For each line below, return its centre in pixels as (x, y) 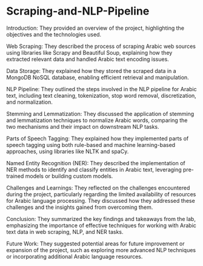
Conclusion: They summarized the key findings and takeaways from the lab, (101, 219)
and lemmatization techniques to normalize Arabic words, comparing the (97, 120)
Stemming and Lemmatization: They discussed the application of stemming (100, 114)
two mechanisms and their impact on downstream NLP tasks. (83, 126)
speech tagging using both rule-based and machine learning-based (91, 145)
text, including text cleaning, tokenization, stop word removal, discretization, (101, 95)
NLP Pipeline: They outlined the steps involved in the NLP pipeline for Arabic (101, 89)
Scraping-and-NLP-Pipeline (78, 11)
